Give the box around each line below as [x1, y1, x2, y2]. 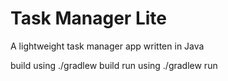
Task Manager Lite [10, 7, 167, 30]
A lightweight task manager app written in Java [10, 40, 205, 52]
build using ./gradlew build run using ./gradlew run [10, 59, 218, 71]
